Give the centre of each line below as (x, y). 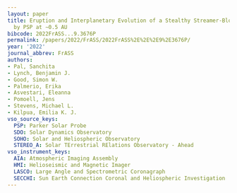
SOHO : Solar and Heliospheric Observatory (77, 139)
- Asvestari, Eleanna (39, 93)
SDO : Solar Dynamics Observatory (63, 132)
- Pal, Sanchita (31, 66)
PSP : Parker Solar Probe (50, 125)
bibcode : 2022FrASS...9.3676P (52, 34)
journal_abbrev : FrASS (41, 54)
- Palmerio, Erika (34, 86)
